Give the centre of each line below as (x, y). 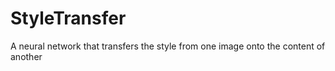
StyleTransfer (68, 18)
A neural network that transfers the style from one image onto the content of (168, 46)
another (26, 56)
